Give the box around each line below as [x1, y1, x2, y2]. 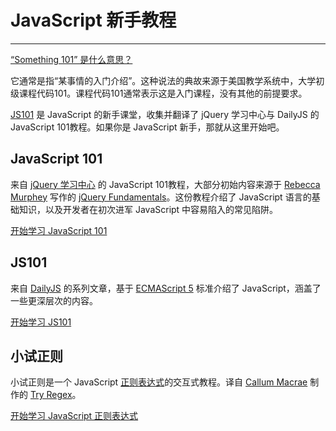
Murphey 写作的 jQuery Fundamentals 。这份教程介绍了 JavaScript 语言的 [10, 191, 312, 203]
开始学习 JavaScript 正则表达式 [10, 410, 139, 422]
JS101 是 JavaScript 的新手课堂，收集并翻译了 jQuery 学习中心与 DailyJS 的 [10, 108, 320, 120]
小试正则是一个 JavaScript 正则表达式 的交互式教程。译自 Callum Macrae [10, 376, 308, 388]
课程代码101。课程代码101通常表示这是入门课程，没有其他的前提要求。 [18, 87, 308, 99]
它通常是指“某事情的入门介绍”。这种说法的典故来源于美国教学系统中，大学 [10, 74, 317, 86]
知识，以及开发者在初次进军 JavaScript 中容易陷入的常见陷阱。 [18, 203, 279, 215]
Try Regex [29, 389, 73, 401]
